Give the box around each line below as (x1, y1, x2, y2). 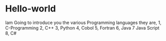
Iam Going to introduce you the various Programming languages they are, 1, (5, 19, 162, 25)
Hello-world (5, 3, 56, 14)
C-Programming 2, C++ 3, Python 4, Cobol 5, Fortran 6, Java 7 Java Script (5, 24, 159, 30)
